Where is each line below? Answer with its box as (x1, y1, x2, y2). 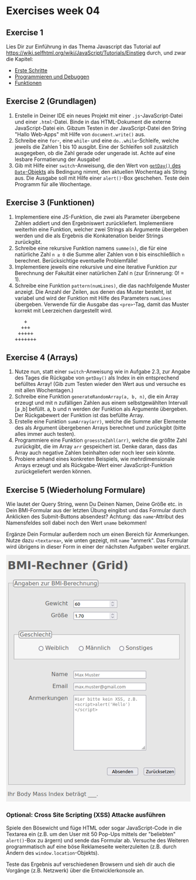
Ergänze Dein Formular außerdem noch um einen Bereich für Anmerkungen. (6, 530, 190, 538)
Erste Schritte (14, 67, 48, 74)
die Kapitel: (6, 56, 33, 62)
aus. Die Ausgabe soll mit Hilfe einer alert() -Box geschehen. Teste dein (14, 174, 190, 182)
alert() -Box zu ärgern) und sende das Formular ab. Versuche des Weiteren (6, 837, 189, 844)
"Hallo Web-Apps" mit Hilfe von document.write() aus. (14, 130, 146, 137)
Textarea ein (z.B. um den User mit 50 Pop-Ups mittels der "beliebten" (6, 830, 176, 838)
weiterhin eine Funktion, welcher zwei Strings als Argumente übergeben (14, 226, 188, 233)
